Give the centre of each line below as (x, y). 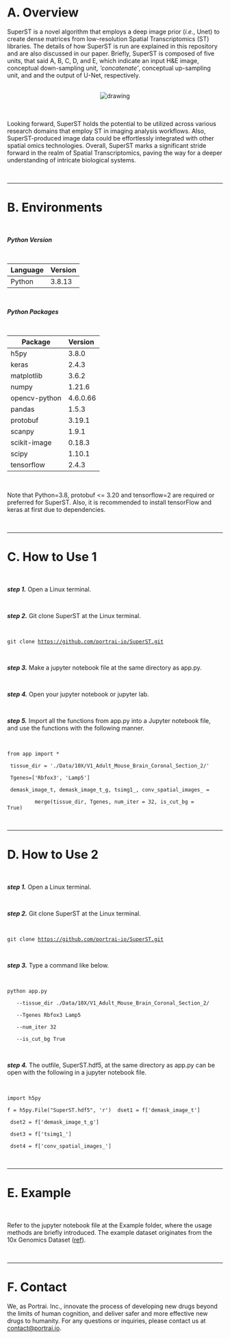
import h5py (24, 1098)
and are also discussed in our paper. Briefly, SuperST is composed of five (111, 53)
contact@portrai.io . (34, 1328)
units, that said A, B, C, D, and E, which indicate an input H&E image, (103, 60)
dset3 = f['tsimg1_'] (41, 1134)
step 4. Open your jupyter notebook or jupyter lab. (78, 694)
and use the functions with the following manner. (76, 728)
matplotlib (27, 376)
